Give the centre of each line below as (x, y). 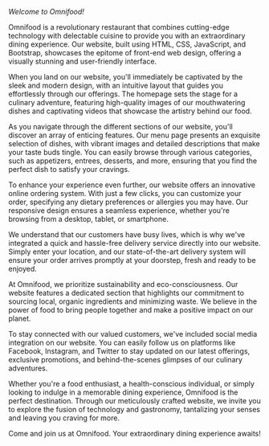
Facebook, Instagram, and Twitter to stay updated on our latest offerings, (129, 351)
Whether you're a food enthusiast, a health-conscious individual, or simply (132, 384)
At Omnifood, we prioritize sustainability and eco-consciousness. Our (123, 284)
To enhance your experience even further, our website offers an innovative (132, 185)
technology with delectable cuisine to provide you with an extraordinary (127, 36)
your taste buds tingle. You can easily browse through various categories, (130, 152)
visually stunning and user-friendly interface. (83, 61)
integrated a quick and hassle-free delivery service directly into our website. (134, 243)
